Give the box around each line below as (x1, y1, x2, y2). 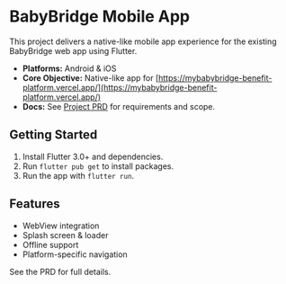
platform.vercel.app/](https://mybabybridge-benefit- (22, 82, 218, 93)
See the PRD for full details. (9, 266, 112, 277)
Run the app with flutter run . (22, 170, 135, 181)
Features (9, 196, 60, 212)
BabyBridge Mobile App (9, 6, 191, 27)
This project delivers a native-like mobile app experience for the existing (9, 36, 277, 47)
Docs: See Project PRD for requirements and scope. (22, 101, 216, 111)
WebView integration (22, 220, 100, 231)
